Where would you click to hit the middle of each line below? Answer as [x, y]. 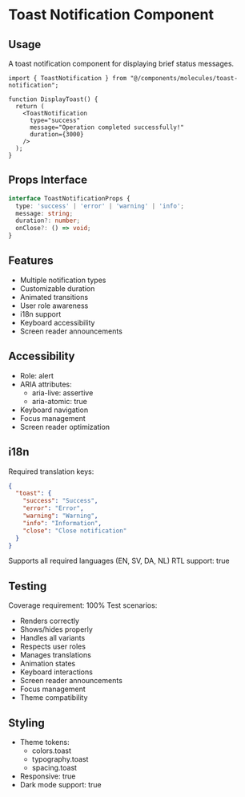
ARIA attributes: [46, 384]
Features [31, 261]
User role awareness [54, 305]
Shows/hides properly [56, 629]
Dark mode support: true [60, 785]
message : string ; [44, 213]
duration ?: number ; [48, 221]
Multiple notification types [63, 280]
